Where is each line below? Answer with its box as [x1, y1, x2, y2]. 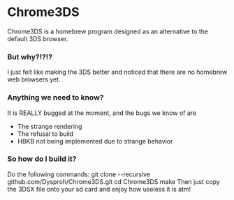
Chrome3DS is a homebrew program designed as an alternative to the [7, 27, 208, 36]
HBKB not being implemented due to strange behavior [17, 137, 173, 145]
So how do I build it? [7, 154, 77, 164]
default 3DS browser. [7, 34, 68, 43]
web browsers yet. [7, 75, 61, 84]
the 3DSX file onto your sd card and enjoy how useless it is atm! [7, 185, 191, 193]
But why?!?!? [7, 52, 53, 61]
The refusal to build [17, 130, 74, 138]
